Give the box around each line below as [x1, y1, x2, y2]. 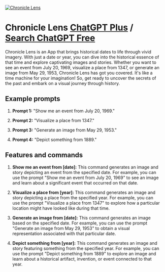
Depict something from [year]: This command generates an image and [12, 240, 158, 246]
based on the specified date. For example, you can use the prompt [12, 220, 148, 226]
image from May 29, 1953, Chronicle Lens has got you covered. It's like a [5, 70, 153, 76]
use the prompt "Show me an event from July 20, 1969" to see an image [12, 175, 159, 181]
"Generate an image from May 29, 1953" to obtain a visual [12, 225, 130, 231]
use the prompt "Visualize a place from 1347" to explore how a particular [12, 200, 160, 206]
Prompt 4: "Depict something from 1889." [12, 136, 97, 142]
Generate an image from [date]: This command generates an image [12, 215, 151, 221]
